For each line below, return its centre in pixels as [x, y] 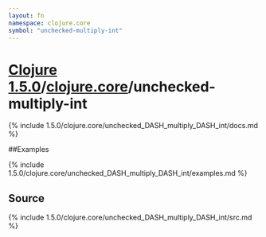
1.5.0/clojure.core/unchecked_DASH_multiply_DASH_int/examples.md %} [128, 173]
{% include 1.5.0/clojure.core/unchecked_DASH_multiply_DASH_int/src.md [130, 218]
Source [27, 198]
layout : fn [26, 16]
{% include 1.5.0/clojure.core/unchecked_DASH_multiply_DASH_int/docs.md [133, 126]
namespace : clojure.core [49, 23]
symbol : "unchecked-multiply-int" [66, 30]
